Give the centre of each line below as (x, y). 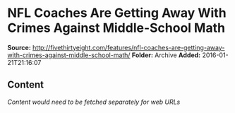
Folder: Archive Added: (166, 55)
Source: (19, 47)
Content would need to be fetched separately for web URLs (94, 102)
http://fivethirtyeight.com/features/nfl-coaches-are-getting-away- (129, 47)
